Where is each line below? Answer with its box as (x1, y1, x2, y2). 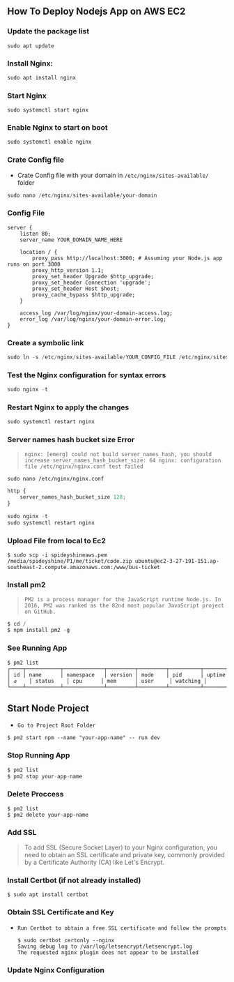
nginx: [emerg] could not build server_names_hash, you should (24, 451, 212, 458)
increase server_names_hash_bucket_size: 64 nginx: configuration (24, 457, 221, 464)
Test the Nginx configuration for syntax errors (7, 370, 166, 379)
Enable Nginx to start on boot (7, 123, 108, 133)
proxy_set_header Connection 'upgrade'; (32, 279, 151, 286)
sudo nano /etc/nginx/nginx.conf (7, 475, 104, 482)
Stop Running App (7, 750, 70, 760)
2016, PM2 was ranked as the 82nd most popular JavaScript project (24, 602, 224, 609)
